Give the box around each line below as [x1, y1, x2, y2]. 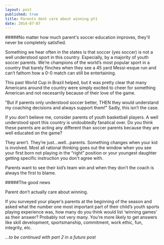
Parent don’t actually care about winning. [5, 189, 88, 195]
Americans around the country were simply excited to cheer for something [5, 85, 156, 91]
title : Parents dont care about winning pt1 [5, 16, 98, 21]
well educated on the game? [5, 130, 62, 136]
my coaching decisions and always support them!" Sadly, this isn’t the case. [5, 105, 159, 111]
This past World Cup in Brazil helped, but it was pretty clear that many [5, 80, 147, 86]
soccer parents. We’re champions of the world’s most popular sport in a [5, 60, 150, 65]
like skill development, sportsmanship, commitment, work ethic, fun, [5, 219, 143, 225]
